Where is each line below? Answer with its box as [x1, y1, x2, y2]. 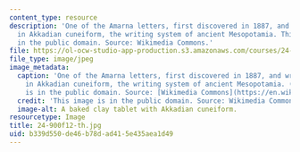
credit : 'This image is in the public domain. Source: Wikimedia [17, 96, 266, 106]
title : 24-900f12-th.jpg [9, 122, 102, 131]
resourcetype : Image [9, 113, 87, 122]
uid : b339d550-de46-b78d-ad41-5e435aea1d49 [9, 130, 174, 139]
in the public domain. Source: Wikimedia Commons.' [17, 38, 214, 47]
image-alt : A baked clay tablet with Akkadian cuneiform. [17, 105, 238, 114]
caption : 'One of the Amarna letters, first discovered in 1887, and [17, 72, 281, 80]
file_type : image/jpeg [9, 55, 94, 63]
